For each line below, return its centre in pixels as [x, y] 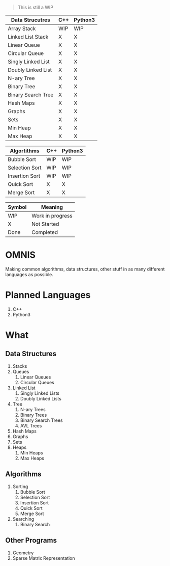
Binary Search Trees [41, 420]
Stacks [20, 366]
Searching [23, 519]
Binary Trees [33, 415]
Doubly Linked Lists [41, 398]
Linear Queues [36, 377]
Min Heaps [31, 452]
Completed [45, 232]
